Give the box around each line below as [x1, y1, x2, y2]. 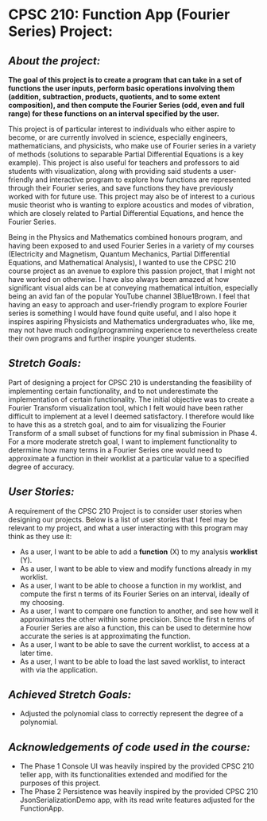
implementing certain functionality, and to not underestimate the [8, 386, 219, 395]
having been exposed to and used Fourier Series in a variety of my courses [8, 241, 254, 250]
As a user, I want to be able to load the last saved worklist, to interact [19, 657, 246, 666]
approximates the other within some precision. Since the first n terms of [19, 614, 255, 624]
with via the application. [19, 665, 98, 674]
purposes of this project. [19, 778, 101, 788]
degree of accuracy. [8, 462, 75, 472]
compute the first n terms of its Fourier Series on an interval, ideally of [19, 589, 250, 599]
